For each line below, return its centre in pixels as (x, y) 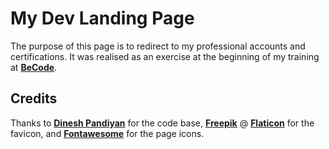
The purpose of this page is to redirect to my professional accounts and (158, 46)
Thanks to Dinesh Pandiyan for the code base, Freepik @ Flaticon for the (162, 123)
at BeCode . (34, 67)
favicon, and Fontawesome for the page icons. (107, 133)
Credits (34, 98)
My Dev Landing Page (102, 18)
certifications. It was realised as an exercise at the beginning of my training (165, 56)
